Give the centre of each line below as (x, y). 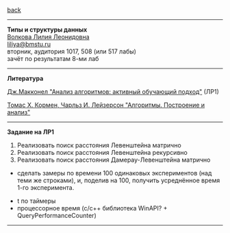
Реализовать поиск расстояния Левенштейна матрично (99, 145)
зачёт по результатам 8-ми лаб (53, 59)
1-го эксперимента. (46, 187)
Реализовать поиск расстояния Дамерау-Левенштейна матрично (114, 160)
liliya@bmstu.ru (29, 44)
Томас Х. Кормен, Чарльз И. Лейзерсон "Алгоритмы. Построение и (106, 105)
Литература (25, 78)
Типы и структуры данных (47, 29)
